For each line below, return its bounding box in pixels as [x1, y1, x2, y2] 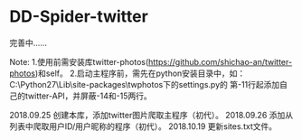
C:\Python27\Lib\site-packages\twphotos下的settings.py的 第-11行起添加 [9, 79, 280, 89]
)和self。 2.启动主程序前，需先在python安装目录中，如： [34, 68, 246, 79]
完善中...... [9, 37, 48, 48]
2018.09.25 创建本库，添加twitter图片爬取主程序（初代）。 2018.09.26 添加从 [9, 109, 294, 120]
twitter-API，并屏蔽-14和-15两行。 [24, 90, 152, 101]
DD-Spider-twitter [9, 6, 149, 27]
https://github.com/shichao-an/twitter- [147, 56, 292, 67]
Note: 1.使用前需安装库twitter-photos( [9, 56, 149, 67]
